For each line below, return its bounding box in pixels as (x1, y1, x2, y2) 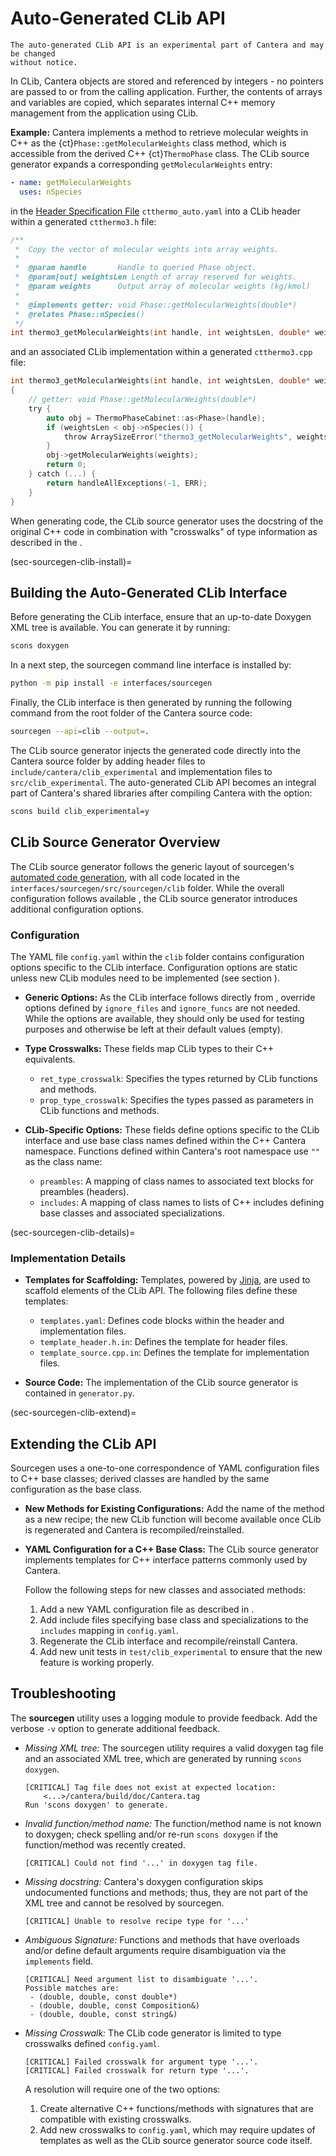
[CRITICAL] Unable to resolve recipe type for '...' (24, 1916, 250, 1926)
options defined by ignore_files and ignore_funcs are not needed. (24, 1002, 301, 1014)
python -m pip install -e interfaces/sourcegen (10, 678, 213, 689)
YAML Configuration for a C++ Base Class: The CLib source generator (24, 1543, 320, 1556)
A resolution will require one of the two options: (24, 2083, 221, 2095)
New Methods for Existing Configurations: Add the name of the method (24, 1503, 325, 1515)
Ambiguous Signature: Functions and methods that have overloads (24, 1933, 300, 1946)
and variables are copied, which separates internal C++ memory (10, 96, 276, 108)
